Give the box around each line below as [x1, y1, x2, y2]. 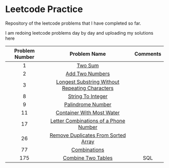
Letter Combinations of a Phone [50, 117, 126, 124]
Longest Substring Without [56, 78, 120, 85]
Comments [134, 50, 161, 57]
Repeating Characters [62, 85, 114, 92]
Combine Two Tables [62, 154, 113, 161]
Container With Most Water [55, 109, 120, 116]
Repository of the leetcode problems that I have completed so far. [5, 20, 141, 26]
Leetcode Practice [5, 4, 83, 15]
